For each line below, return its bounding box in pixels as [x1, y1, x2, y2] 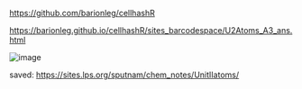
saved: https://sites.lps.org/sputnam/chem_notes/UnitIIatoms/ [9, 69, 240, 80]
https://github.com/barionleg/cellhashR [9, 8, 155, 18]
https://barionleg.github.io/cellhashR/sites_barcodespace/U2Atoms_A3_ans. [9, 25, 293, 35]
